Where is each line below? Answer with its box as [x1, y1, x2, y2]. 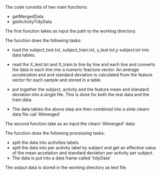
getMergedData [12, 14, 44, 19]
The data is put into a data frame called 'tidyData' [12, 155, 111, 161]
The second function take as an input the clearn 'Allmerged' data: [5, 121, 136, 126]
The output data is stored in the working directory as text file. [5, 165, 128, 170]
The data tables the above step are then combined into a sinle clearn [12, 106, 149, 112]
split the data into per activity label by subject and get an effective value [12, 145, 156, 150]
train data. [12, 97, 33, 103]
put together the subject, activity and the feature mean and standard [12, 87, 149, 92]
